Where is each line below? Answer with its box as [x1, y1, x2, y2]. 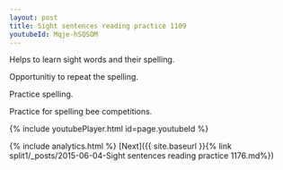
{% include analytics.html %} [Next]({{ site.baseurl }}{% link [9, 140, 232, 152]
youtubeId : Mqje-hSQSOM [9, 30, 99, 38]
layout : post [9, 13, 58, 22]
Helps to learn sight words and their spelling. [9, 55, 175, 65]
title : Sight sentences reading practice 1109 [9, 21, 187, 30]
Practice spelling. [9, 89, 74, 99]
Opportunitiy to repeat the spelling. [9, 72, 139, 82]
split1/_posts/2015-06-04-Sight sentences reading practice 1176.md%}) [9, 150, 274, 161]
